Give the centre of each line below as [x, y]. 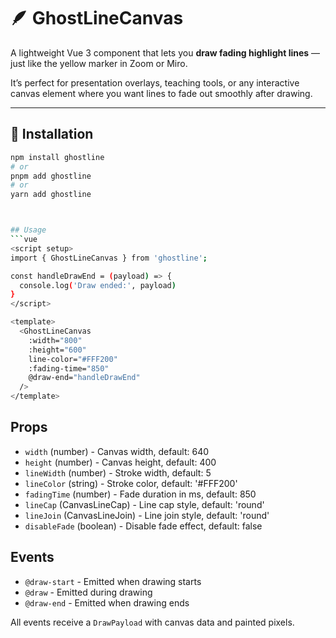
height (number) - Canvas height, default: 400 [120, 462]
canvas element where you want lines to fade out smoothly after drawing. [161, 93]
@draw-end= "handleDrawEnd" [84, 378]
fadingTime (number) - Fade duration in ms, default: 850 [140, 494]
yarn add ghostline [51, 195]
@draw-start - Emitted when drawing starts [113, 581]
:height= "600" [57, 350]
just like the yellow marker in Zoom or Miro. [99, 63]
